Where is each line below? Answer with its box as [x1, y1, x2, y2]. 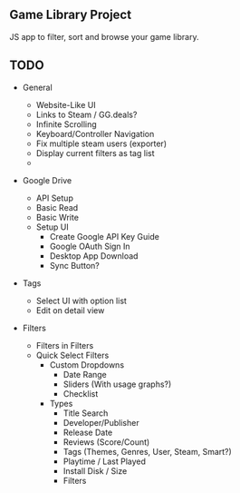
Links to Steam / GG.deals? [35, 109, 138, 120]
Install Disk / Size [62, 465, 128, 476]
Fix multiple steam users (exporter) [35, 138, 168, 149]
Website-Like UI [35, 99, 97, 110]
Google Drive [22, 174, 72, 185]
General [22, 82, 53, 93]
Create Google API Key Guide [49, 231, 160, 242]
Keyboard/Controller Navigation [35, 128, 155, 139]
